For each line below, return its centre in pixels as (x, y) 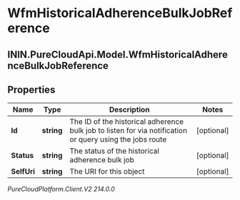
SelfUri (23, 172)
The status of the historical (114, 151)
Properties (31, 89)
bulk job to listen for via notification (129, 131)
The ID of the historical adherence (127, 122)
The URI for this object (107, 172)
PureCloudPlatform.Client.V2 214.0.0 (61, 189)
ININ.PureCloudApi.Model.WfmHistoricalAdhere (118, 54)
